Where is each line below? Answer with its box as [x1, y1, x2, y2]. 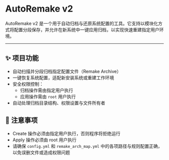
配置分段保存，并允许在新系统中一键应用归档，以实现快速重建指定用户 [14, 26, 159, 33]
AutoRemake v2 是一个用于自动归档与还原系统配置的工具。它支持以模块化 [5, 20, 158, 26]
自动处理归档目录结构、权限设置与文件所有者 [12, 99, 106, 106]
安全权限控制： [12, 81, 44, 87]
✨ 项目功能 [5, 54, 39, 63]
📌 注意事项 [5, 116, 38, 125]
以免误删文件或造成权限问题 [12, 149, 70, 155]
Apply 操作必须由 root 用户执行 [12, 137, 77, 143]
